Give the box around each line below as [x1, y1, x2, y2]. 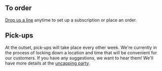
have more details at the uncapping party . [5, 60, 90, 66]
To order [5, 4, 32, 12]
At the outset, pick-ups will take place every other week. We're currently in [5, 44, 157, 50]
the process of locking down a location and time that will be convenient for [5, 49, 157, 56]
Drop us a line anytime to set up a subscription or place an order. [5, 17, 137, 23]
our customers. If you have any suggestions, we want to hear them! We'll [5, 55, 154, 61]
